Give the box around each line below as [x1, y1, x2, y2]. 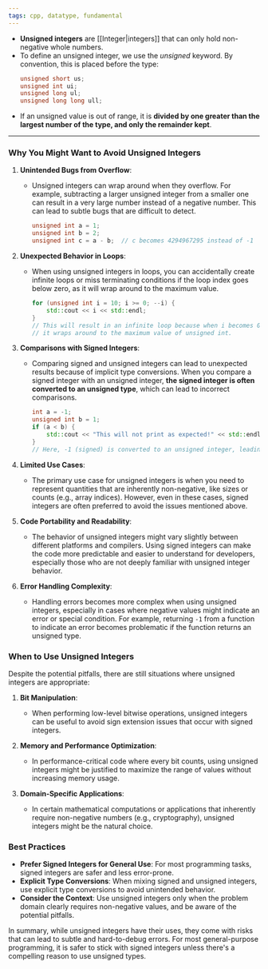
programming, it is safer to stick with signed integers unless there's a [8, 943, 235, 952]
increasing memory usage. [31, 773, 120, 783]
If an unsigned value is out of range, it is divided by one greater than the [19, 111, 261, 121]
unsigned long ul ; [19, 90, 81, 98]
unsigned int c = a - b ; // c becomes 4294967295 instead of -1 [31, 237, 254, 245]
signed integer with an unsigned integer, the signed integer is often [31, 376, 255, 385]
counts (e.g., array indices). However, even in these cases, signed [31, 492, 249, 502]
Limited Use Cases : [19, 460, 85, 469]
